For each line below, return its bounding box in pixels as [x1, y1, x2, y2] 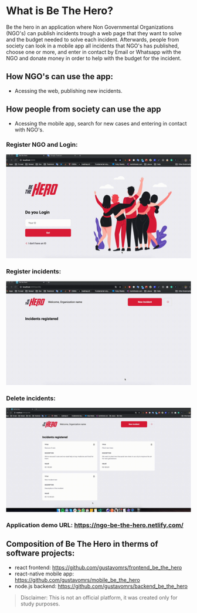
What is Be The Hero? [6, 4, 113, 18]
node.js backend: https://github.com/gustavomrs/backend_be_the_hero [14, 582, 188, 590]
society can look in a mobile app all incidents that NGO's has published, [6, 42, 179, 49]
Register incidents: [6, 267, 62, 276]
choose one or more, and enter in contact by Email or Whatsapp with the [6, 48, 182, 55]
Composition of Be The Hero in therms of [6, 539, 158, 549]
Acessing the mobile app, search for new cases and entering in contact [14, 120, 187, 127]
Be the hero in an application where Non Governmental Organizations [6, 23, 174, 31]
